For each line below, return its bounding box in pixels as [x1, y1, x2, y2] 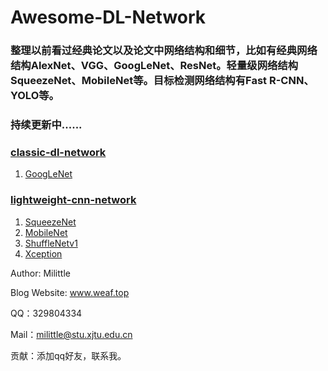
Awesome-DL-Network [10, 6, 207, 29]
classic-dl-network [10, 145, 107, 159]
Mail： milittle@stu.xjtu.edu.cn [10, 328, 133, 340]
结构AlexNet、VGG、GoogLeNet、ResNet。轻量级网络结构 [10, 59, 299, 73]
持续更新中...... [10, 118, 83, 132]
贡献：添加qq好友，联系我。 [10, 349, 127, 361]
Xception [24, 247, 63, 260]
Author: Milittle [10, 267, 71, 279]
